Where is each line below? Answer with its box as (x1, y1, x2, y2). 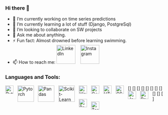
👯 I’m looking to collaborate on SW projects (12, 27, 102, 33)
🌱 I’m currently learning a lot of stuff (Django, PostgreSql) (12, 21, 132, 27)
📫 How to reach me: (12, 59, 56, 65)
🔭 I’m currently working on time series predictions (12, 16, 116, 22)
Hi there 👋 (5, 5, 30, 12)
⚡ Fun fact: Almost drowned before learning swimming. (12, 38, 127, 44)
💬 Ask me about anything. (12, 32, 66, 38)
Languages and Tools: (5, 74, 60, 81)
